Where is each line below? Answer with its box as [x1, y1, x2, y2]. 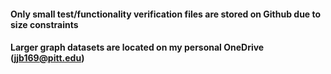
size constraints [10, 18, 79, 30]
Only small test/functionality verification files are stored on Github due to [10, 8, 322, 20]
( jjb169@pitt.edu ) [10, 52, 85, 64]
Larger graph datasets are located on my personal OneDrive [10, 41, 265, 54]
